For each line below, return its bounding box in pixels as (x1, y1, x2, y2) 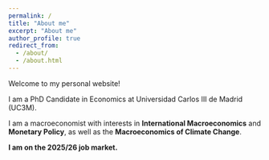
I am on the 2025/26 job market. (8, 142, 118, 152)
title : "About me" (8, 19, 70, 27)
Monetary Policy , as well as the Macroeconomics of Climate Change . (8, 126, 243, 137)
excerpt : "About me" (8, 27, 78, 35)
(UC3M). (8, 102, 38, 113)
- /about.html (15, 57, 63, 65)
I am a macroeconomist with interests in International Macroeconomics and (8, 118, 261, 128)
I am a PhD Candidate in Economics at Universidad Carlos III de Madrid (8, 94, 243, 104)
